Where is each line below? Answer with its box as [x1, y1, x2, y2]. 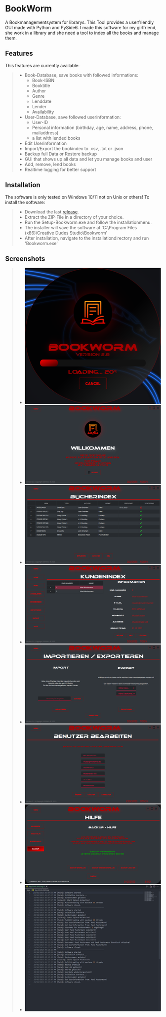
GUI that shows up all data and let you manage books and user [24, 156, 153, 162]
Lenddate [32, 98, 52, 104]
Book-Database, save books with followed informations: [24, 72, 138, 78]
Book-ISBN [32, 77, 55, 83]
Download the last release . [24, 208, 79, 215]
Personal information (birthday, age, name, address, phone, [32, 124, 153, 130]
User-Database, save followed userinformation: [24, 114, 121, 120]
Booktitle [32, 82, 50, 88]
